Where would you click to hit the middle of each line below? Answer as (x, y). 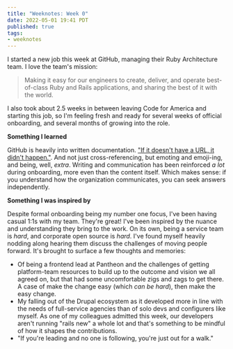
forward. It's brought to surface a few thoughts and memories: (97, 251)
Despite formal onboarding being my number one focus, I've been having (112, 214)
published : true (31, 26)
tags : (15, 33)
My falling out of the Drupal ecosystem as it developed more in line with (120, 301)
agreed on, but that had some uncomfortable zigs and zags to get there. (121, 279)
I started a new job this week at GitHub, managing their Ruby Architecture (112, 59)
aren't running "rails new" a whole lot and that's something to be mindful (121, 323)
